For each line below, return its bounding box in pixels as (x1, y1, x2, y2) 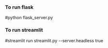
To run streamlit (5, 27, 44, 34)
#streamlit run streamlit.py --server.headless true (5, 37, 103, 43)
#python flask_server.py (5, 15, 53, 21)
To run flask (5, 4, 34, 11)
